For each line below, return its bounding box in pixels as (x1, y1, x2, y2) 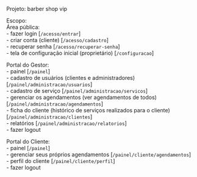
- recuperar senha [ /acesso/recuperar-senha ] (6, 43, 120, 50)
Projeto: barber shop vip (6, 5, 68, 12)
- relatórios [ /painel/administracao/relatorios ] (6, 120, 127, 127)
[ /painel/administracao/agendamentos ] (6, 100, 104, 107)
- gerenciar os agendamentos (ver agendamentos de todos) (6, 94, 157, 101)
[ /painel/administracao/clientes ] (6, 113, 93, 120)
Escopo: (6, 17, 27, 24)
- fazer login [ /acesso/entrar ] (6, 30, 81, 37)
